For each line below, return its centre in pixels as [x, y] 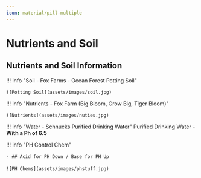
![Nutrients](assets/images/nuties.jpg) [58, 115]
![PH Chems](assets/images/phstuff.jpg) [58, 169]
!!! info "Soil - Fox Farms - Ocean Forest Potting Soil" [72, 80]
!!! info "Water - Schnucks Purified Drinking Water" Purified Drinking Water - [101, 127]
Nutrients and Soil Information [64, 66]
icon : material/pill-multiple [44, 13]
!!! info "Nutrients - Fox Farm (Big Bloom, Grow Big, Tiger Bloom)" [88, 104]
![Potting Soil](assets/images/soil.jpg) [59, 92]
